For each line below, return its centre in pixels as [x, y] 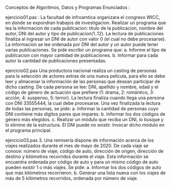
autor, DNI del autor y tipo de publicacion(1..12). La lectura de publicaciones [85, 33]
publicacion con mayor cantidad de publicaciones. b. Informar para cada [82, 55]
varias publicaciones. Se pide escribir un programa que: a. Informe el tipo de [86, 50]
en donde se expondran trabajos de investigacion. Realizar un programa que [86, 23]
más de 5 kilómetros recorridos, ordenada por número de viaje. [72, 178]
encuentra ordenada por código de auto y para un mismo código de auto [82, 162]
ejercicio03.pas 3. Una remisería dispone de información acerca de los [80, 140]
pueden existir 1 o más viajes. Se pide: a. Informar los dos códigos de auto [83, 167]
